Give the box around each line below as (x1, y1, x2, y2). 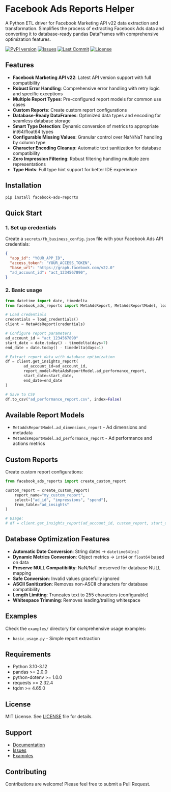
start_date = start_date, (23, 373, 74, 379)
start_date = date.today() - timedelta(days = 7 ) (5, 340, 108, 346)
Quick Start (5, 208, 42, 217)
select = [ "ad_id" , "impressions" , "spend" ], (14, 497, 108, 503)
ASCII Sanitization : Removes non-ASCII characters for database (12, 580, 148, 587)
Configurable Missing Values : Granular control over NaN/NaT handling (12, 134, 162, 140)
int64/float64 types (12, 128, 53, 135)
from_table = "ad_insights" (14, 502, 70, 507)
